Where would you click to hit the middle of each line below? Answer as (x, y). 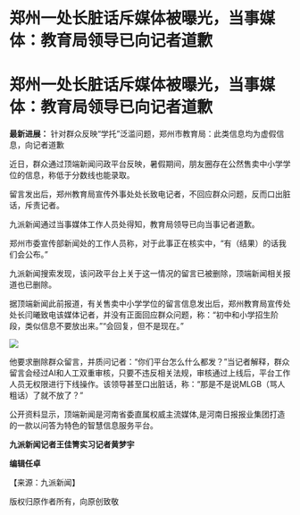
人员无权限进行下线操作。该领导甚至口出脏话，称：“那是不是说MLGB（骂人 (147, 384)
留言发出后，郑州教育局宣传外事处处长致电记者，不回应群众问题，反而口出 (146, 194)
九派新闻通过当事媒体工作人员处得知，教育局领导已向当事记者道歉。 (134, 224)
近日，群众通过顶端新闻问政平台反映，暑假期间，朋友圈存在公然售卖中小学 (146, 164)
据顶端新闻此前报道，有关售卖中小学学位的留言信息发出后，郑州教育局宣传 (146, 304)
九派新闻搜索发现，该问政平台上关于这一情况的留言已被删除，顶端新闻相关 (146, 274)
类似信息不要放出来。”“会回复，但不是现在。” (104, 326)
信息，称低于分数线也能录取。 (79, 175)
